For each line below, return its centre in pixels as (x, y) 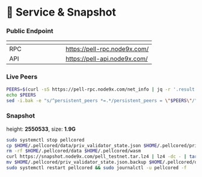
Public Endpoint (30, 31)
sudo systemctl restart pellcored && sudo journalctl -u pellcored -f (96, 168)
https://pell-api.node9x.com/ (107, 59)
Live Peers (22, 77)
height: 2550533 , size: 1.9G (41, 129)
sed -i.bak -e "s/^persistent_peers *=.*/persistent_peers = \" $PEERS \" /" (102, 100)
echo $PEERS (21, 95)
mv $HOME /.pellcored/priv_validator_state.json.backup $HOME (84, 162)
